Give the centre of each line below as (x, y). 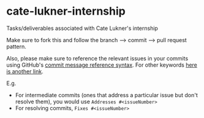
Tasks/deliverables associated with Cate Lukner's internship (82, 28)
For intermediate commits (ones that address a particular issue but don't (106, 95)
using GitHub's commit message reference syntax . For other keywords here (102, 65)
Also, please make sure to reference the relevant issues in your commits (97, 58)
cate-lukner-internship (66, 11)
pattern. (16, 46)
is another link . (25, 71)
